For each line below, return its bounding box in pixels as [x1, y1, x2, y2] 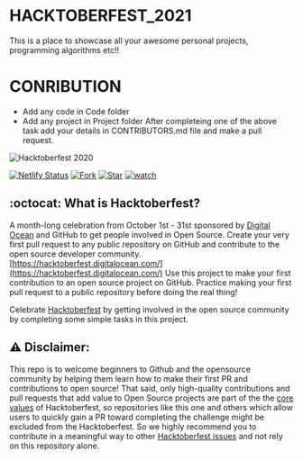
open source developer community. [9, 248, 142, 259]
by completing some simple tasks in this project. [9, 313, 189, 324]
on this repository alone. [9, 440, 100, 451]
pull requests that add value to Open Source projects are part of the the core [9, 392, 294, 403]
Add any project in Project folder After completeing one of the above [22, 115, 278, 126]
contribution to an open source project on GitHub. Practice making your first [9, 276, 292, 288]
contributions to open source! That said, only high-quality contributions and [9, 383, 290, 393]
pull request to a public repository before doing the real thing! [9, 286, 238, 297]
